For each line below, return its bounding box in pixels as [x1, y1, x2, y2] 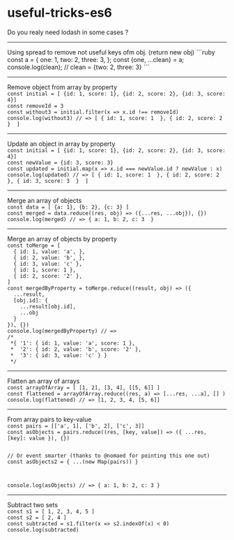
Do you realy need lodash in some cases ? [7, 28, 129, 36]
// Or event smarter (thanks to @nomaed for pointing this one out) [7, 452, 210, 459]
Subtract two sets [7, 500, 58, 509]
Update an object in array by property [7, 140, 116, 148]
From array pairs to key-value [7, 415, 92, 423]
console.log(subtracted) [7, 526, 79, 533]
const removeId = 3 [7, 103, 64, 110]
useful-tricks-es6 [7, 5, 113, 21]
